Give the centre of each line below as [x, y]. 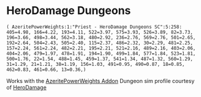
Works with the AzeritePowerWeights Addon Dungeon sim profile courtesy [100, 81]
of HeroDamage [27, 87]
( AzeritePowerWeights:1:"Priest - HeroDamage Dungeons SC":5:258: [94, 27]
